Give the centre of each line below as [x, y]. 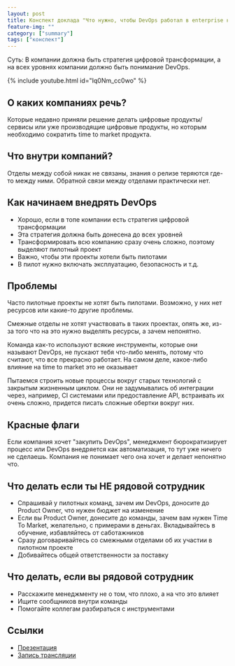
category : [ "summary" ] [40, 33]
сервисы [20, 127]
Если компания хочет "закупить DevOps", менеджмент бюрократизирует [117, 442]
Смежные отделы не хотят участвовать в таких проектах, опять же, [109, 324]
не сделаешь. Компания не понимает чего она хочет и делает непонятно [117, 457]
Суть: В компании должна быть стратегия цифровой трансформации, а [114, 59]
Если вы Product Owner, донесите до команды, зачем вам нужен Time [122, 518]
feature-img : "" [31, 27]
